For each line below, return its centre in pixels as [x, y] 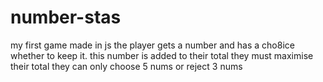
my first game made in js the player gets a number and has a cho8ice [152, 45]
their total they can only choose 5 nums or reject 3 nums [126, 66]
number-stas [66, 17]
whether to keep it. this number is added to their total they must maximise [162, 55]
